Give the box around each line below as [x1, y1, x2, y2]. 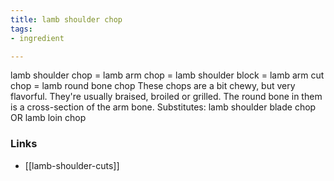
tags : [10, 24, 33, 34]
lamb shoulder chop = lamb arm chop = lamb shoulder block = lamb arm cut [10, 69, 325, 81]
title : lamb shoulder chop [10, 14, 123, 25]
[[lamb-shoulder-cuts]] [24, 159, 120, 171]
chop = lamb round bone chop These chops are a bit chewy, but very [10, 80, 296, 92]
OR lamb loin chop [10, 112, 87, 124]
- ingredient [10, 33, 65, 43]
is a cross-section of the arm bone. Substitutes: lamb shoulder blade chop [10, 101, 317, 113]
